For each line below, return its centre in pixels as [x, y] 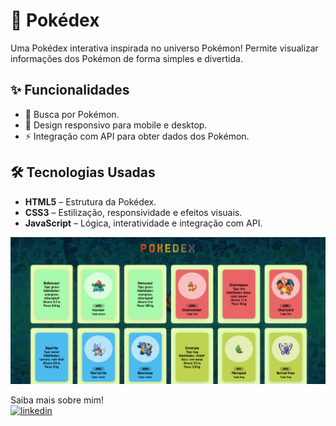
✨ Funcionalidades [70, 90]
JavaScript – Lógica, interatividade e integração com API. [143, 223]
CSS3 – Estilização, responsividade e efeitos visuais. [133, 212]
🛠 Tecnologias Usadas [83, 172]
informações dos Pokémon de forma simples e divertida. [126, 58]
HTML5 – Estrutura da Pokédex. [90, 201]
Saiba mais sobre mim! [57, 400]
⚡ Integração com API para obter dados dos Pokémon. [137, 136]
